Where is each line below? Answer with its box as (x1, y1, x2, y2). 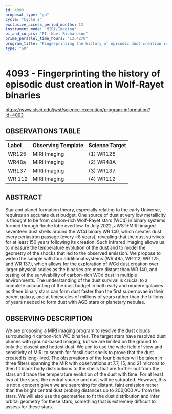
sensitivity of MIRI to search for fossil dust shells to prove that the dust (5, 349, 154, 355)
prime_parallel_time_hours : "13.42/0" (5, 36, 88, 42)
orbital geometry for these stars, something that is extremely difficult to (5, 398, 156, 404)
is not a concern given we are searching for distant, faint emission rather (5, 382, 159, 388)
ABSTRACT (5, 193, 42, 201)
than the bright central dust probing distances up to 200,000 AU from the (5, 387, 160, 394)
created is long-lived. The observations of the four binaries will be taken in (5, 355, 162, 361)
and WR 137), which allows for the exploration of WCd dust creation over (5, 261, 159, 267)
